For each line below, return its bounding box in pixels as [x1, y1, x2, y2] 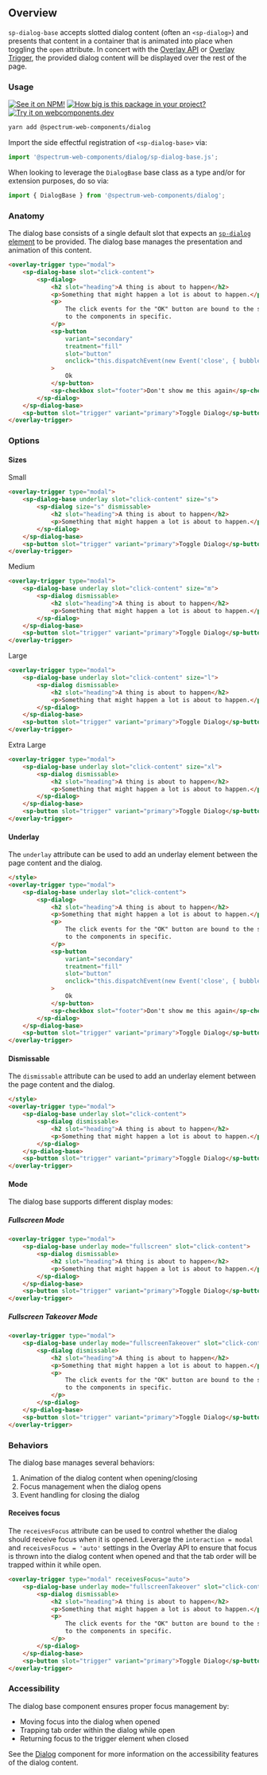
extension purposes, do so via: [8, 175, 110, 186]
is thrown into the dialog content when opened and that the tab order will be [8, 1552, 257, 1561]
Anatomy [8, 210, 45, 222]
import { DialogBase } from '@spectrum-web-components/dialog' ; [8, 191, 226, 199]
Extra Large [8, 740, 46, 750]
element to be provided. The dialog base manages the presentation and [8, 237, 242, 246]
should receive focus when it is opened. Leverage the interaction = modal [8, 1534, 253, 1545]
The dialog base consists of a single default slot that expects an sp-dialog [8, 229, 252, 238]
